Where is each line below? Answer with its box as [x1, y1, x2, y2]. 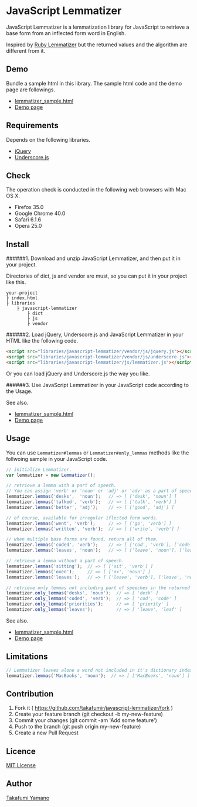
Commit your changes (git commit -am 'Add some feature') [14, 717, 157, 724]
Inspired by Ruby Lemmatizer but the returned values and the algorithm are [6, 41, 188, 48]
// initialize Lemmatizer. [6, 467, 72, 473]
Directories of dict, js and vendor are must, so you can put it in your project [6, 272, 188, 279]
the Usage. [6, 388, 33, 395]
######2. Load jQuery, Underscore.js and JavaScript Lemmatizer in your [6, 331, 184, 338]
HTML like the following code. [6, 337, 79, 344]
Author [6, 779, 32, 789]
